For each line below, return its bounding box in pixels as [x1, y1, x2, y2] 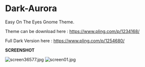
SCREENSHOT [5, 47, 35, 53]
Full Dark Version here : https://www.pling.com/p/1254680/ [5, 37, 125, 44]
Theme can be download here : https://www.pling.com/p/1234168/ [5, 28, 140, 34]
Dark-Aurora [5, 3, 58, 14]
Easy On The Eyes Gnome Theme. [5, 19, 75, 25]
